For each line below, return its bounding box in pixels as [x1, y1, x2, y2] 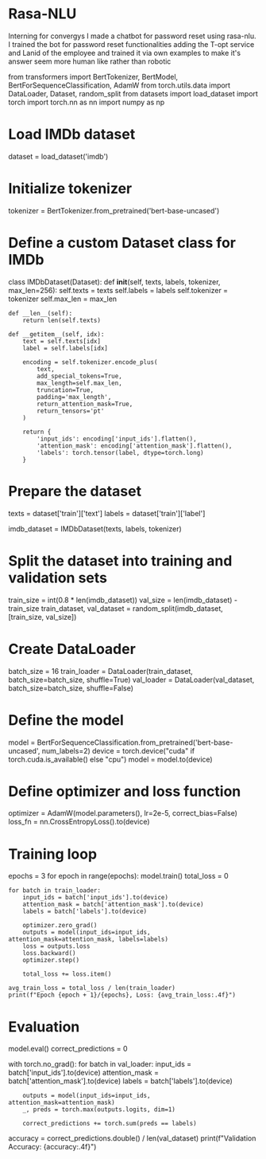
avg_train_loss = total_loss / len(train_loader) [8, 985, 176, 993]
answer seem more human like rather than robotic [8, 57, 172, 66]
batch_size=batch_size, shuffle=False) [8, 683, 133, 693]
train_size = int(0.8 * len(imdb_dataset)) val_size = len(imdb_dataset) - [8, 595, 238, 605]
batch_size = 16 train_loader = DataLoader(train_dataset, [8, 666, 193, 675]
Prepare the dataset [8, 482, 141, 500]
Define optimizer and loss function [8, 782, 241, 801]
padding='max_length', [37, 393, 112, 401]
